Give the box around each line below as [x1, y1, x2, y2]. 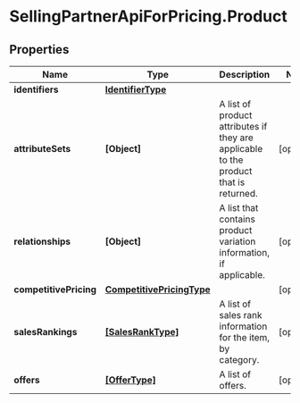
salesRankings [13, 326, 78, 338]
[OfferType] [104, 374, 156, 386]
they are [219, 131, 254, 144]
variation [219, 235, 256, 248]
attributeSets [13, 143, 71, 155]
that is [219, 176, 246, 189]
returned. [219, 188, 259, 199]
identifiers [13, 83, 59, 96]
